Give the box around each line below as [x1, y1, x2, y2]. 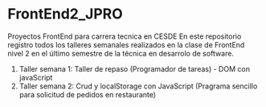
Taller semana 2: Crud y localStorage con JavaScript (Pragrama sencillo [18, 81, 258, 91]
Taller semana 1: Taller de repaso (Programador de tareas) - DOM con [18, 64, 251, 73]
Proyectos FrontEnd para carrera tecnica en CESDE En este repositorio [7, 31, 242, 41]
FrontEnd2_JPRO [7, 5, 124, 23]
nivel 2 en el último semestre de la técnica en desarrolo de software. [7, 48, 235, 58]
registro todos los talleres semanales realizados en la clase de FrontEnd [7, 39, 245, 49]
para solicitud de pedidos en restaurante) [18, 89, 157, 99]
